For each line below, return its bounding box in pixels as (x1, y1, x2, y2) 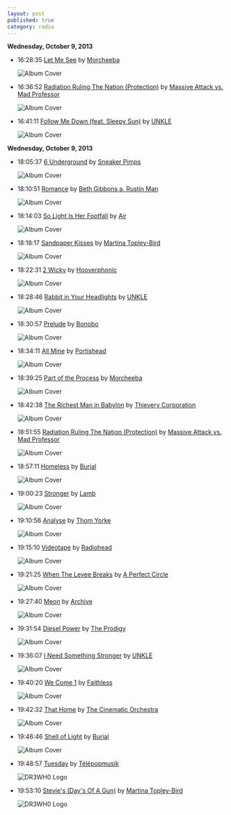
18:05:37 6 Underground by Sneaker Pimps (17, 158, 141, 166)
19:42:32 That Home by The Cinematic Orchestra (17, 706, 159, 714)
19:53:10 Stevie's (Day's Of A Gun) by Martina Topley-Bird (17, 786, 183, 795)
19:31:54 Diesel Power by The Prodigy (17, 625, 127, 633)
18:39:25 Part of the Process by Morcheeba (17, 374, 143, 382)
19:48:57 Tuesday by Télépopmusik (17, 759, 120, 768)
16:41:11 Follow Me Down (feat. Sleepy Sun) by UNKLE (17, 117, 172, 125)
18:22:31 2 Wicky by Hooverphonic (17, 266, 117, 274)
